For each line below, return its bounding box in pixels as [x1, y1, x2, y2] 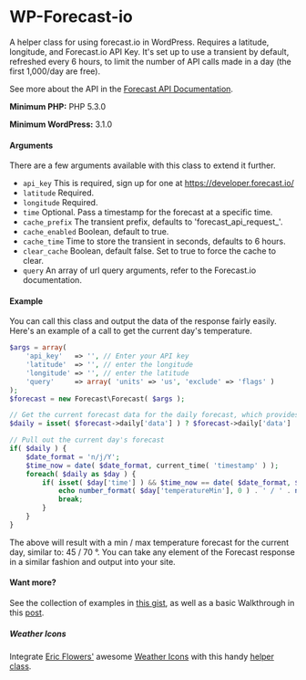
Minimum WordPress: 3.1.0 [9, 119, 112, 130]
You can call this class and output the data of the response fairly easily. [9, 316, 278, 327]
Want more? [9, 577, 56, 588]
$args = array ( [9, 343, 67, 352]
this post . [9, 607, 45, 618]
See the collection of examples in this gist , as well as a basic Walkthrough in [9, 598, 295, 609]
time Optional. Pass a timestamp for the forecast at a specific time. [22, 207, 273, 218]
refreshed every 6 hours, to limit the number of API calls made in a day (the [9, 56, 291, 67]
